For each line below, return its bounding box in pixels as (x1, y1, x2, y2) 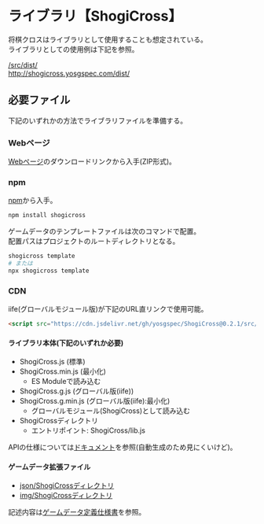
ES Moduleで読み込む (31, 377, 101, 386)
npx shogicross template (8, 267, 90, 275)
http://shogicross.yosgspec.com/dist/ (8, 68, 130, 78)
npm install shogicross (8, 212, 86, 220)
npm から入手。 (8, 196, 57, 205)
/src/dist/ (8, 60, 38, 69)
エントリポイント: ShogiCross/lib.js (31, 426, 145, 435)
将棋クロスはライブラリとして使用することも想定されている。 (8, 35, 208, 44)
